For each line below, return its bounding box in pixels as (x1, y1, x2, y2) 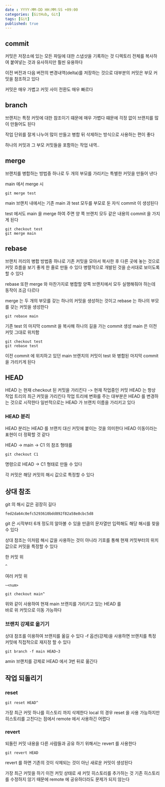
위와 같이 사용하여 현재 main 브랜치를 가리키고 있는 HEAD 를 (5, 601, 122, 607)
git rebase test (5, 343, 38, 349)
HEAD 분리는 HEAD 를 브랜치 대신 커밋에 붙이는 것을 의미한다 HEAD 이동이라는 (5, 425, 158, 431)
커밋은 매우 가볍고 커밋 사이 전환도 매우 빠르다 (5, 87, 94, 92)
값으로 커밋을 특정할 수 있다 (5, 543, 58, 549)
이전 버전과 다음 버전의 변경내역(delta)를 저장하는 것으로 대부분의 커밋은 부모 (5, 70, 153, 76)
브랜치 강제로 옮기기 (5, 621, 50, 628)
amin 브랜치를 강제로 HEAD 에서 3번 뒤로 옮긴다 (5, 658, 98, 664)
